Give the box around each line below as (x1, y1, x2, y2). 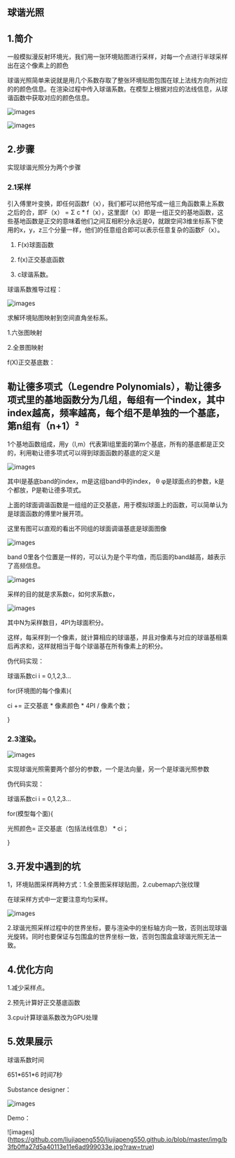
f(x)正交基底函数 (17, 255, 65, 264)
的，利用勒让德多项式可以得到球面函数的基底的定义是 (7, 449, 161, 457)
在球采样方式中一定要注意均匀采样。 (7, 895, 112, 904)
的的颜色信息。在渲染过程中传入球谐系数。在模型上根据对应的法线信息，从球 (7, 85, 228, 93)
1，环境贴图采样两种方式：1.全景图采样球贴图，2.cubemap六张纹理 (7, 880, 200, 889)
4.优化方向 (7, 963, 54, 975)
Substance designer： (7, 1085, 71, 1094)
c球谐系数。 (17, 270, 52, 278)
